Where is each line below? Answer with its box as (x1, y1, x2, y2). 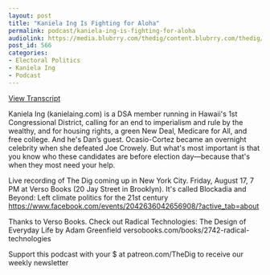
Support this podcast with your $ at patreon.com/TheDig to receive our (8, 249, 243, 259)
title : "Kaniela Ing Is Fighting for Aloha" (8, 19, 160, 27)
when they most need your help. (8, 160, 116, 169)
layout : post (8, 11, 52, 20)
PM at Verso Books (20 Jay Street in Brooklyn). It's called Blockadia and (8, 184, 247, 193)
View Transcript (8, 93, 61, 103)
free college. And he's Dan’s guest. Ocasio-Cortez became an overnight (8, 134, 247, 144)
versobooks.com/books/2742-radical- (123, 225, 250, 235)
